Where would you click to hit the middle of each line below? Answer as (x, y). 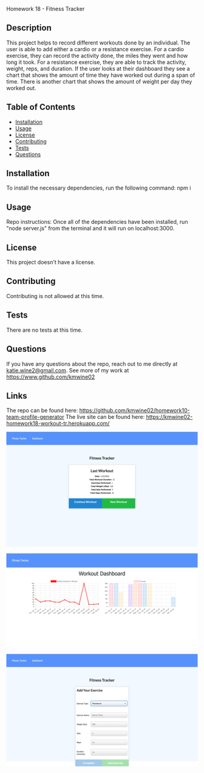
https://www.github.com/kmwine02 (51, 377)
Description (29, 28)
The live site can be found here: (105, 417)
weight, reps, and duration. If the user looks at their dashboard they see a (98, 68)
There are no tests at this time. (45, 330)
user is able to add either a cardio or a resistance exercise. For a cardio (95, 49)
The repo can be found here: (42, 410)
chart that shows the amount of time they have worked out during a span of (101, 75)
